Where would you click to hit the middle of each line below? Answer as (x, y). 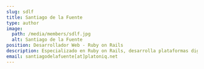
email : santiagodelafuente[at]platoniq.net (62, 56)
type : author (23, 23)
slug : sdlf (20, 12)
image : (15, 28)
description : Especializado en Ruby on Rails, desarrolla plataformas (97, 51)
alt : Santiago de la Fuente (47, 40)
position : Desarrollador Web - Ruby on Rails (65, 46)
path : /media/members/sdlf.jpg (51, 34)
